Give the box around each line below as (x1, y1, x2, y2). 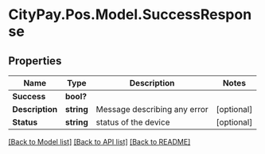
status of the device (95, 117, 170, 128)
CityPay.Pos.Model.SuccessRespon (8, 6, 252, 24)
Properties (8, 54, 62, 67)
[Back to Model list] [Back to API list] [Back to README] (8, 137, 191, 146)
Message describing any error (95, 104, 208, 114)
